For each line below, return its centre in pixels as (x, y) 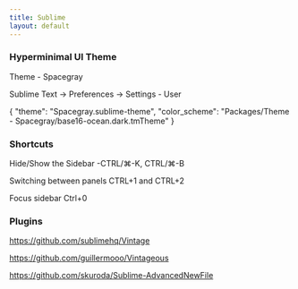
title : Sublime (38, 17)
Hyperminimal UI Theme (63, 57)
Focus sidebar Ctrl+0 (48, 199)
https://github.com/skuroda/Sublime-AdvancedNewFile (111, 276)
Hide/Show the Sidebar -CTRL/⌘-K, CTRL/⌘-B (97, 164)
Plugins (26, 222)
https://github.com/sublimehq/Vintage (80, 241)
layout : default (39, 26)
